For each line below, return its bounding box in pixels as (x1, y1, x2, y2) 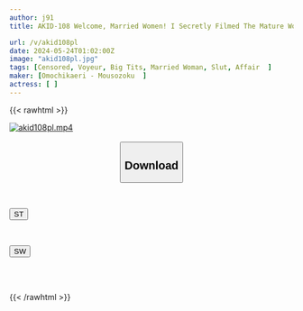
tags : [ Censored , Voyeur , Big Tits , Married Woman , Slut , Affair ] (9, 63, 272, 72)
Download (124, 159, 179, 172)
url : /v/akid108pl (9, 38, 78, 47)
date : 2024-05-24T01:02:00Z (9, 46, 115, 55)
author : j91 (9, 13, 54, 23)
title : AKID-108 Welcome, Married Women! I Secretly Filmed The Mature (9, 22, 284, 31)
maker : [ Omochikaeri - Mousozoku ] (9, 71, 147, 81)
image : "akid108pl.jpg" (9, 55, 99, 64)
